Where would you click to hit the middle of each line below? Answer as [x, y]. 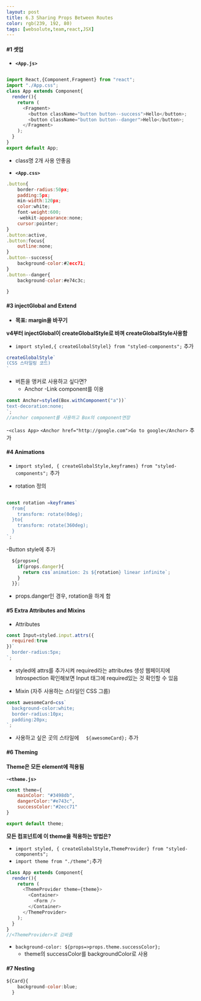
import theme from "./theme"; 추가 [59, 861]
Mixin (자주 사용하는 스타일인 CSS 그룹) [63, 691]
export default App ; [33, 148]
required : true [30, 641]
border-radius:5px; [37, 652]
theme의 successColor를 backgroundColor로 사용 [86, 954]
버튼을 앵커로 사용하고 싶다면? [51, 381]
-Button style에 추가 [31, 549]
